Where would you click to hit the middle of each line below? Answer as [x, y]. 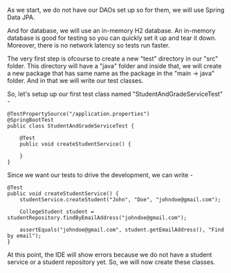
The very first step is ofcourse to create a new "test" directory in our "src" [113, 59]
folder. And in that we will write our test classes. [75, 81]
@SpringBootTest [30, 120]
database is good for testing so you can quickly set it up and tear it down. [112, 38]
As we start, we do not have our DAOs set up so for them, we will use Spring [116, 10]
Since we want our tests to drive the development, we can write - [100, 175]
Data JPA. [21, 17]
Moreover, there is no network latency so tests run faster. [89, 45]
